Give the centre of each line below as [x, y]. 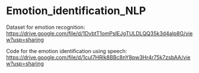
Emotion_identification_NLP [76, 11]
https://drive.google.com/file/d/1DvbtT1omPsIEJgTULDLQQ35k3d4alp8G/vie [99, 33]
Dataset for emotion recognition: [46, 27]
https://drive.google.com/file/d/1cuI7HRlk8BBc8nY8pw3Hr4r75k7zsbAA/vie [98, 57]
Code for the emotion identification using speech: [67, 51]
